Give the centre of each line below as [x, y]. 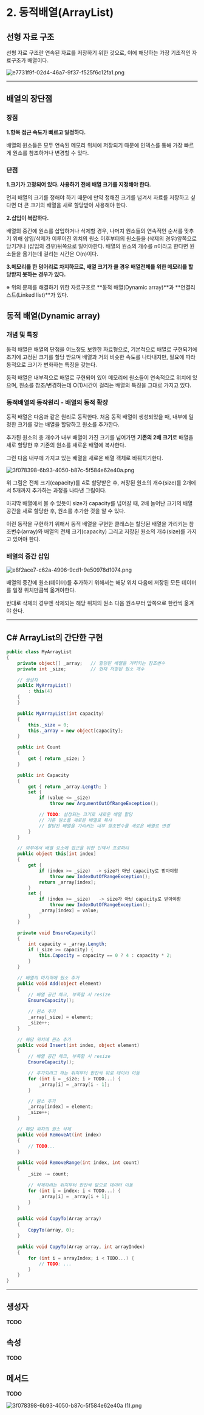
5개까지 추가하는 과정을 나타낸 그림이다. [59, 490]
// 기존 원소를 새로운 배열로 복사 [75, 820]
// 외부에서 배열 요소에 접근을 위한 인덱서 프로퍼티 [73, 848]
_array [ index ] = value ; [69, 911]
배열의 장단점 [29, 99]
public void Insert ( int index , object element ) [78, 1045]
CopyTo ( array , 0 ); [51, 1230]
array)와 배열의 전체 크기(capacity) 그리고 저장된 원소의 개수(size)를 [104, 531]
